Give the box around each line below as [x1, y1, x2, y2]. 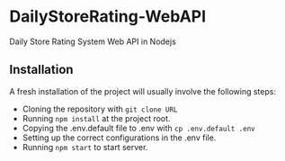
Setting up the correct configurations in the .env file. [22, 132, 217, 143]
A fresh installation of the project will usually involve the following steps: [9, 85, 277, 96]
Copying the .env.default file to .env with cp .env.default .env [22, 122, 255, 133]
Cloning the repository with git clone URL [22, 103, 178, 114]
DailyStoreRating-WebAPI [9, 6, 207, 27]
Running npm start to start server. [22, 141, 148, 152]
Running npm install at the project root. [22, 112, 171, 123]
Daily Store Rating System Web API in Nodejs [9, 36, 177, 47]
